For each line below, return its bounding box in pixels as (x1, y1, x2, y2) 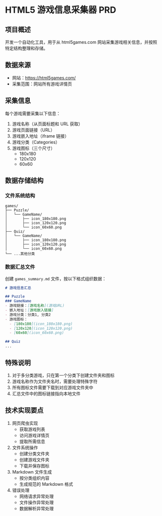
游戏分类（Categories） (12, 139, 60, 145)
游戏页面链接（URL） (12, 127, 55, 133)
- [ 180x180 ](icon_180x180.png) (9, 321, 73, 326)
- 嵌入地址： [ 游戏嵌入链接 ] (5, 308, 54, 313)
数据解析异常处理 (19, 505, 54, 511)
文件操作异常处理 (19, 499, 54, 505)
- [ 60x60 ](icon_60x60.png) (9, 330, 64, 336)
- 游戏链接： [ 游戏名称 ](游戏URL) (5, 303, 65, 308)
